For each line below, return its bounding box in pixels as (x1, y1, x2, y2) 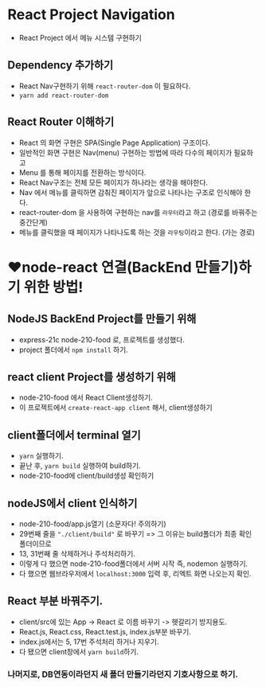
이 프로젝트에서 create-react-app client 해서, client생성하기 (18, 403, 213, 412)
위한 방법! (23, 278, 84, 296)
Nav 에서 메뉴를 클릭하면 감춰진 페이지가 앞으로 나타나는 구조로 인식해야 (18, 187, 243, 197)
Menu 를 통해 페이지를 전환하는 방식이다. (18, 167, 147, 177)
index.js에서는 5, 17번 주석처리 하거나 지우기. (18, 637, 159, 646)
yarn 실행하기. (18, 451, 64, 461)
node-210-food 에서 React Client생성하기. (18, 392, 153, 403)
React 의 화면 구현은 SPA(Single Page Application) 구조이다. (18, 138, 211, 147)
